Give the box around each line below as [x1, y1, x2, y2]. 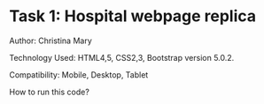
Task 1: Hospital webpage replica [9, 6, 257, 26]
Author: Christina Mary [9, 35, 93, 46]
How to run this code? [9, 86, 90, 97]
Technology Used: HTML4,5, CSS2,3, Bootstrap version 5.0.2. [9, 52, 235, 63]
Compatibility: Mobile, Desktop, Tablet [9, 69, 149, 80]
